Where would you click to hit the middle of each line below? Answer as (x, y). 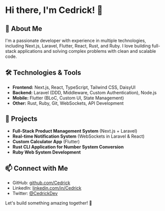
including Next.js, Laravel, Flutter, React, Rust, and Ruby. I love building (78, 46)
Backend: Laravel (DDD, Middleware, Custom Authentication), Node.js (84, 92)
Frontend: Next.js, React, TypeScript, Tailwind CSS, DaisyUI (74, 87)
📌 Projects (21, 119)
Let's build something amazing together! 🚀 (49, 203)
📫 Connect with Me (37, 168)
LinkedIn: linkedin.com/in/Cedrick (47, 188)
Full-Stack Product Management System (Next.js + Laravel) (75, 131)
